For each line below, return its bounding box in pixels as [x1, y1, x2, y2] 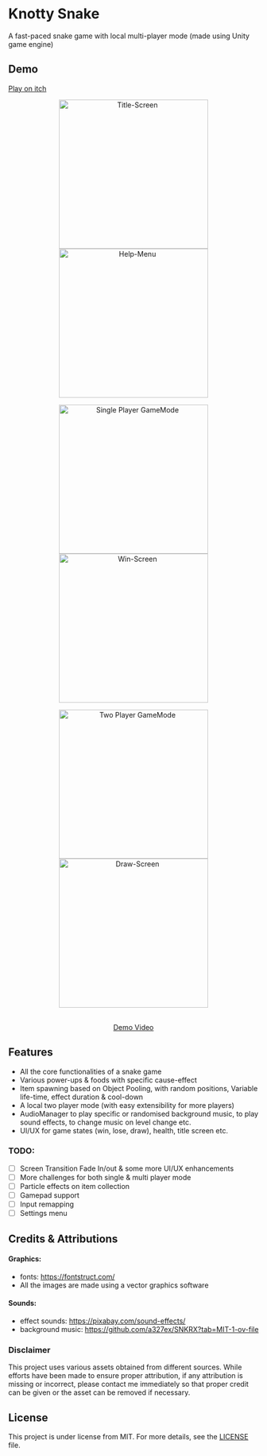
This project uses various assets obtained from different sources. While [8, 1362, 242, 1372]
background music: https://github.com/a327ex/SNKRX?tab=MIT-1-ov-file [19, 1325, 259, 1334]
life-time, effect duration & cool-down [19, 1092, 144, 1102]
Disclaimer [8, 1344, 51, 1355]
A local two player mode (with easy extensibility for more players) [19, 1100, 234, 1109]
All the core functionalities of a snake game [19, 1067, 162, 1076]
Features [8, 1046, 53, 1059]
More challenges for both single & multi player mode [19, 1172, 192, 1182]
